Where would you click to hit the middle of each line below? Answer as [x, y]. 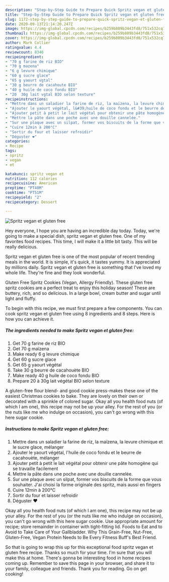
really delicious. [21, 247]
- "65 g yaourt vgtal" [29, 80]
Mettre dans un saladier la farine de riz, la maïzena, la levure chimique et [88, 442]
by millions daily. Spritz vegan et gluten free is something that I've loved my [83, 267]
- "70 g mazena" [22, 66]
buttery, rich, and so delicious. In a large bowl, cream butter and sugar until [83, 293]
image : [12, 29]
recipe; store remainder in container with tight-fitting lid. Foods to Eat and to [84, 526]
